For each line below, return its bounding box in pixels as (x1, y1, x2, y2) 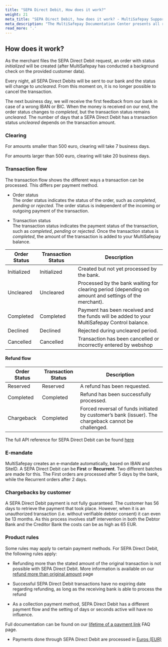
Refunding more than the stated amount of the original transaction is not (12, 560, 161, 566)
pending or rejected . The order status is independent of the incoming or (12, 202, 160, 208)
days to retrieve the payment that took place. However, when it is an (5, 506, 145, 512)
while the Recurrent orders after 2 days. (5, 477, 87, 483)
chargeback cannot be (79, 418, 133, 425)
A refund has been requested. (79, 383, 150, 390)
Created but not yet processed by (77, 265, 157, 272)
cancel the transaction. (5, 88, 52, 94)
